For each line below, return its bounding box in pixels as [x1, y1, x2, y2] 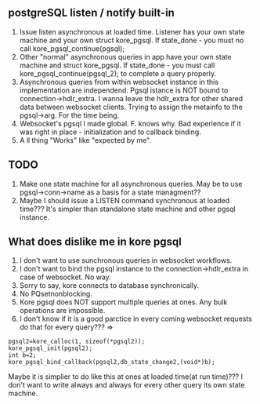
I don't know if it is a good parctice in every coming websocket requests [19, 314, 253, 324]
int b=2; [8, 351, 37, 359]
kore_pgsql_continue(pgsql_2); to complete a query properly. [19, 68, 217, 78]
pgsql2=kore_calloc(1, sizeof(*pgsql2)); [8, 337, 146, 346]
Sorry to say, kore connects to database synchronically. [19, 281, 200, 290]
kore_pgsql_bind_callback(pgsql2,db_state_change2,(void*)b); [8, 359, 215, 366]
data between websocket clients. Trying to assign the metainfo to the [19, 102, 243, 111]
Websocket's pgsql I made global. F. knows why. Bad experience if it [19, 118, 241, 128]
